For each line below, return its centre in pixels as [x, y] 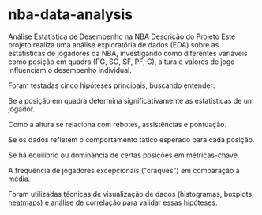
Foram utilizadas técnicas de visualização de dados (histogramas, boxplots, [131, 194]
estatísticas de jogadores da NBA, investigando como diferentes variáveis [128, 53]
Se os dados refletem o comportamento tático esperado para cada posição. [131, 139]
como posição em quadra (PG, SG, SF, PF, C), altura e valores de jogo [122, 62]
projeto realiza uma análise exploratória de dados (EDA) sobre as [114, 44]
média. [19, 179]
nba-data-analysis [70, 15]
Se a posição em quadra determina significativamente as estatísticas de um [131, 100]
